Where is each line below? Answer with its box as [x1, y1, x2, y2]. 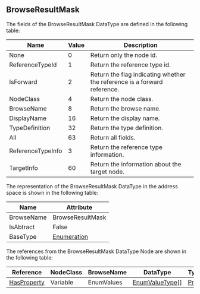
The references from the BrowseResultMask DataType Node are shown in [6, 248, 186, 255]
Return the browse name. [90, 104, 161, 112]
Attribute [66, 203, 93, 211]
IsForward [9, 77, 37, 86]
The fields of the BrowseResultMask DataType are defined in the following [6, 20, 188, 27]
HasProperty [9, 278, 45, 286]
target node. [90, 167, 125, 176]
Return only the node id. [90, 50, 158, 59]
